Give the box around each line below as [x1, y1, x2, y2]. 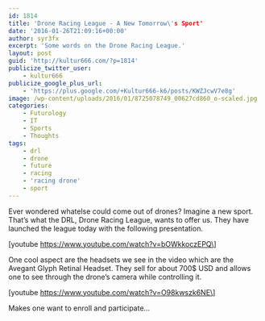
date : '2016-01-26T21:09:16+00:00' [8, 27, 128, 35]
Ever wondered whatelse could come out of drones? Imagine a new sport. [8, 206, 254, 216]
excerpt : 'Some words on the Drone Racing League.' [8, 42, 185, 50]
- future [23, 162, 52, 170]
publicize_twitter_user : [8, 65, 92, 73]
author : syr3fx [8, 34, 60, 43]
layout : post [8, 49, 52, 57]
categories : [8, 102, 48, 110]
